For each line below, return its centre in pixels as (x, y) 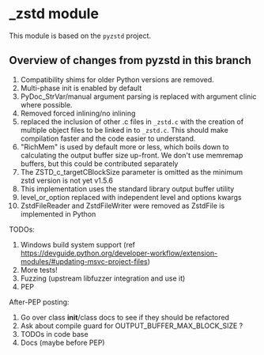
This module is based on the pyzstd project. (80, 36)
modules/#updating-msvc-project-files (84, 261)
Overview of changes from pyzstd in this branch (130, 60)
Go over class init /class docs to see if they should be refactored (125, 317)
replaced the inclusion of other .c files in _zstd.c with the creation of (132, 121)
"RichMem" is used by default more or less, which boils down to (124, 146)
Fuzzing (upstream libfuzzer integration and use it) (103, 278)
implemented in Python (58, 213)
